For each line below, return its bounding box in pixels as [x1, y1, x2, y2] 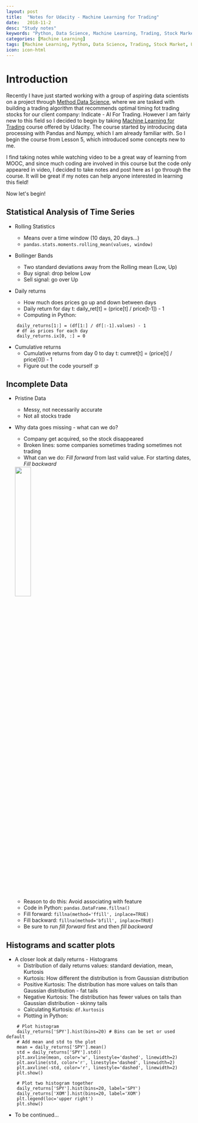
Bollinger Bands [14, 252, 54, 259]
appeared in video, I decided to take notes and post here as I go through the [6, 166, 191, 173]
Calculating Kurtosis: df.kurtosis [23, 1006, 104, 1013]
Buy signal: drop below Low [23, 270, 91, 277]
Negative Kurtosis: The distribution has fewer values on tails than [23, 993, 181, 1000]
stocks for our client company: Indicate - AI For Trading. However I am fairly [6, 110, 190, 118]
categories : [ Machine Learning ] [6, 36, 85, 42]
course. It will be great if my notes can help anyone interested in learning [6, 172, 183, 179]
